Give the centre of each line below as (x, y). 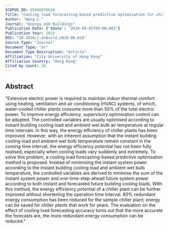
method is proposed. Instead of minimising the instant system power (76, 162)
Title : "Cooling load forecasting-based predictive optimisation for (80, 15)
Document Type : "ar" (27, 47)
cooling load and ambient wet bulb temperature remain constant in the (78, 141)
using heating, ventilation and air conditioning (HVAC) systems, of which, (81, 103)
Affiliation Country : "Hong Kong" (41, 61)
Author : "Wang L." (24, 19)
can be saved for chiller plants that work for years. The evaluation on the (80, 205)
